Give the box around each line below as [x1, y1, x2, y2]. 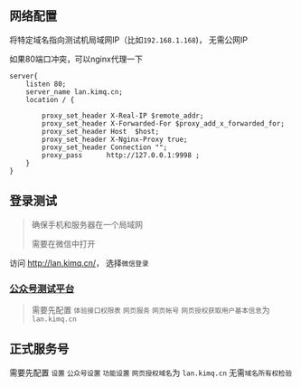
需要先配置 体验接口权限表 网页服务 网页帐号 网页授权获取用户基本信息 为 [31, 304, 270, 315]
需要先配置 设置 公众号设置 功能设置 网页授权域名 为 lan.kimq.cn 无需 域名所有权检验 [9, 367, 292, 378]
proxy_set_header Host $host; [42, 127, 160, 136]
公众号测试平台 [9, 282, 75, 295]
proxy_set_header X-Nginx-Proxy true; [42, 135, 188, 144]
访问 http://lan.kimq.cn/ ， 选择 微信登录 [9, 257, 149, 269]
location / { [25, 95, 75, 104]
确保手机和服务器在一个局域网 [31, 219, 143, 230]
